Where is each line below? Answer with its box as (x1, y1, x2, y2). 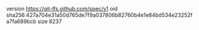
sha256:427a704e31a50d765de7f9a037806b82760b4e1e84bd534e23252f (6, 11, 193, 19)
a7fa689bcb (6, 18, 37, 25)
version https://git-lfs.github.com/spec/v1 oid (6, 5, 118, 12)
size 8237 (37, 18, 62, 25)
